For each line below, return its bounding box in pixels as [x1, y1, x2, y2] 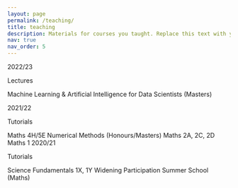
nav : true [7, 37, 37, 44]
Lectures [7, 76, 33, 85]
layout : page [7, 10, 46, 18]
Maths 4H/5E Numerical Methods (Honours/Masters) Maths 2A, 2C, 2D [7, 131, 215, 139]
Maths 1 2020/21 [7, 139, 56, 147]
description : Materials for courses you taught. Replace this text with [7, 30, 227, 37]
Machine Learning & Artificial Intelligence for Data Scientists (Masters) [7, 90, 212, 98]
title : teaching [7, 23, 55, 30]
